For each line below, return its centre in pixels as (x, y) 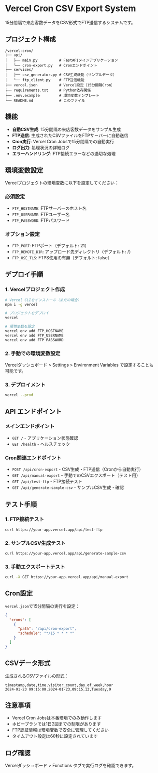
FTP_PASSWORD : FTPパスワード (41, 220)
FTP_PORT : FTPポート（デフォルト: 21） (50, 245)
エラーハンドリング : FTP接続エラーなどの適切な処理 (64, 153)
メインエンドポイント (30, 426)
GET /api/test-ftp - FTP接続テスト (47, 482)
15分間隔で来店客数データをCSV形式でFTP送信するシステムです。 (70, 22)
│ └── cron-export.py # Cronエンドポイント (51, 65)
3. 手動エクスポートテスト (35, 567)
